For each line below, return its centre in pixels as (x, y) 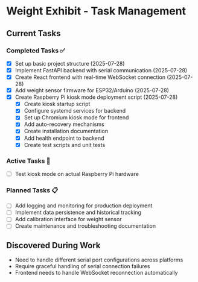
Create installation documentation (66, 131)
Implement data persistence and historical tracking (78, 213)
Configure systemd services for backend (75, 111)
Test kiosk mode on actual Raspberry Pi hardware (77, 174)
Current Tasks (34, 33)
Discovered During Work (53, 245)
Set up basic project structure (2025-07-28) (70, 63)
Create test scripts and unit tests (65, 145)
